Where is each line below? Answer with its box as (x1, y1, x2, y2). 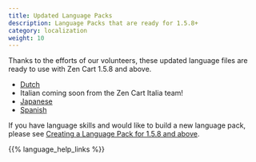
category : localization (8, 26, 88, 34)
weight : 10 (8, 34, 45, 42)
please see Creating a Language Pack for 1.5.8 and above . (8, 129, 200, 139)
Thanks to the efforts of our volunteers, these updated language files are (8, 56, 248, 65)
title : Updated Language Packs (8, 11, 113, 20)
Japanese (19, 97, 54, 106)
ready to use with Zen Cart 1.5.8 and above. (8, 65, 152, 74)
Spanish (19, 105, 47, 115)
